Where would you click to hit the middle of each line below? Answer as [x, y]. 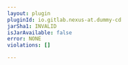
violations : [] [29, 45]
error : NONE [24, 39]
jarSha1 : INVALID [32, 26]
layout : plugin [29, 13]
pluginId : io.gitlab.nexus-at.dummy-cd [64, 20]
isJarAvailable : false [40, 32]
